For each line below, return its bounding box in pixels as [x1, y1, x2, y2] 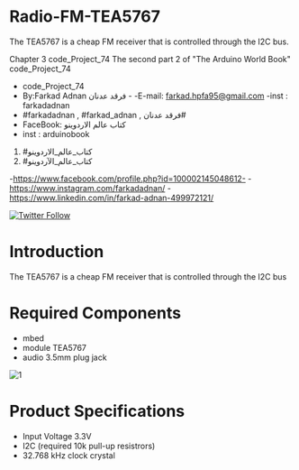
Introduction [9, 242, 104, 263]
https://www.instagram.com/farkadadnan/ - [9, 182, 171, 193]
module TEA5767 [22, 342, 87, 353]
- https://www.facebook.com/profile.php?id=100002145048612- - [9, 173, 252, 184]
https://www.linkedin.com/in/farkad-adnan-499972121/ [9, 192, 214, 203]
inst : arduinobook [22, 128, 90, 139]
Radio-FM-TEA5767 [9, 6, 160, 27]
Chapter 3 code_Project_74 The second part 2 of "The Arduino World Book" [9, 53, 291, 64]
